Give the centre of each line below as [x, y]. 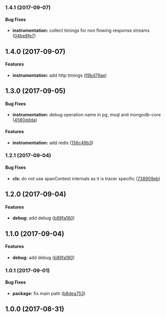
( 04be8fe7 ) [24, 36]
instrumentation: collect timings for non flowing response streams [81, 30]
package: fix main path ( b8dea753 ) [49, 293]
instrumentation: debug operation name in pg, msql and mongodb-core [86, 115]
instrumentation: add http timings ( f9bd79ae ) [60, 75]
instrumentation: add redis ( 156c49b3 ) [53, 143]
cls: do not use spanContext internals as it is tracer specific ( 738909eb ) [86, 178]
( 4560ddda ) [25, 120]
